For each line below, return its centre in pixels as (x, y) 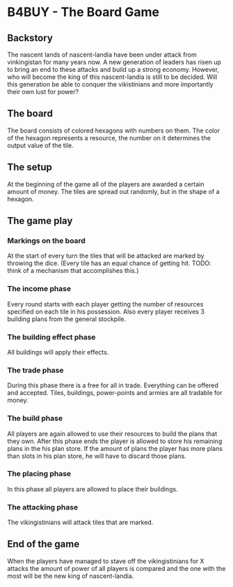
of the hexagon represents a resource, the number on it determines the (109, 138)
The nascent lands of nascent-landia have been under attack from (102, 54)
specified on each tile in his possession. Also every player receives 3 (106, 311)
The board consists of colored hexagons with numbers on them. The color (114, 131)
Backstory (30, 38)
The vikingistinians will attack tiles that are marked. (80, 522)
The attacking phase (43, 507)
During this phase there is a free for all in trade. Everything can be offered (113, 385)
